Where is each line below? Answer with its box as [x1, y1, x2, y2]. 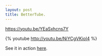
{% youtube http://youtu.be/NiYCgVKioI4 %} [5, 35, 97, 41]
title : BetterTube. [5, 12, 46, 17]
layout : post [5, 7, 32, 12]
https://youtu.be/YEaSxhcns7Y [5, 25, 69, 31]
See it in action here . [5, 45, 47, 51]
